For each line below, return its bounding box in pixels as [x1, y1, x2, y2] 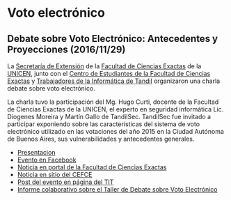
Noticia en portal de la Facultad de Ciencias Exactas [17, 163, 167, 171]
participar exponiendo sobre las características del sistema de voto [7, 120, 200, 128]
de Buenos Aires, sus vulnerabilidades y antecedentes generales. [7, 134, 195, 143]
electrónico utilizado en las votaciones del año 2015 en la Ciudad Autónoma [7, 128, 225, 135]
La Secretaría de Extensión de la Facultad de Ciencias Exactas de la [7, 62, 202, 70]
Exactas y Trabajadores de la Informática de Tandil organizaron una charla [7, 77, 221, 85]
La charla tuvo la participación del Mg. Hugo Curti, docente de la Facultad [7, 98, 219, 106]
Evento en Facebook [17, 155, 77, 164]
